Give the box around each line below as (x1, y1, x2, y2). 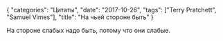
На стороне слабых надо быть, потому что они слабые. (6, 27, 171, 34)
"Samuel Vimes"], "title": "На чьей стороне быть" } (6, 13, 154, 21)
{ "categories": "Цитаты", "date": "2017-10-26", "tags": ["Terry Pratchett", (6, 6, 217, 14)
